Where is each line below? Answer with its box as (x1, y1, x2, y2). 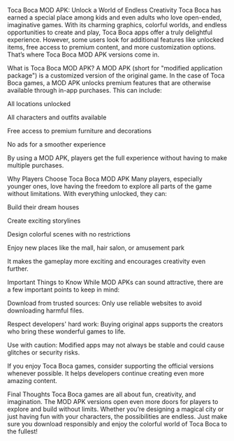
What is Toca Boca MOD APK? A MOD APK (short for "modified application (7, 64, 223, 72)
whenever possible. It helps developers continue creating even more (7, 369, 205, 378)
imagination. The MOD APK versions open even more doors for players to (7, 398, 219, 405)
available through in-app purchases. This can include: (7, 87, 162, 94)
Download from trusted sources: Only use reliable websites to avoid (7, 299, 203, 307)
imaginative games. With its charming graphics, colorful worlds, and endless (7, 21, 227, 29)
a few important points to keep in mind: (7, 285, 120, 294)
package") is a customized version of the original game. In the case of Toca (7, 71, 225, 80)
